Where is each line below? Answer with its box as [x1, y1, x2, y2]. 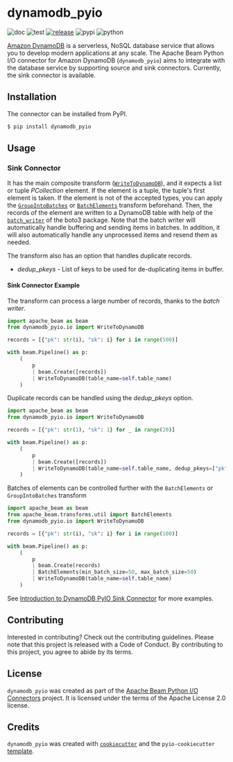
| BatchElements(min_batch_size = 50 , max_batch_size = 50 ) [32, 569, 197, 576]
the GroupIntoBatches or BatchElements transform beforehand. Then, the [7, 201, 213, 209]
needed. [7, 238, 31, 246]
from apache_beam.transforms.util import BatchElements [7, 511, 172, 518]
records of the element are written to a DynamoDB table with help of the [7, 209, 214, 217]
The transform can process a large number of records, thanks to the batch [7, 296, 220, 305]
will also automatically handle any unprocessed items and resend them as [7, 231, 218, 239]
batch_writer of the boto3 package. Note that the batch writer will [7, 216, 196, 224]
